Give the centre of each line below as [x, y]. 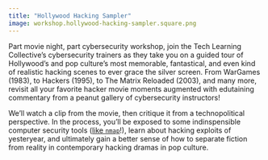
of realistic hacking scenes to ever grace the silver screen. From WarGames [134, 72]
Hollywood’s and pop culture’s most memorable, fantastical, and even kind [132, 63]
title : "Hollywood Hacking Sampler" [70, 16]
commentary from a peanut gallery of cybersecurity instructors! [114, 97]
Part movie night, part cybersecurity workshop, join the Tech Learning [125, 46]
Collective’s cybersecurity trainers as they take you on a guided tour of [126, 55]
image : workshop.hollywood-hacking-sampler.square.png [103, 23]
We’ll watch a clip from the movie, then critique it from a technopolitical [127, 113]
